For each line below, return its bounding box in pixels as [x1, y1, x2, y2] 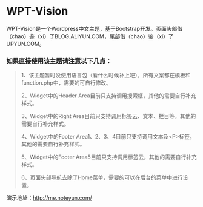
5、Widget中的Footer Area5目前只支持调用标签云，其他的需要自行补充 [21, 153, 197, 161]
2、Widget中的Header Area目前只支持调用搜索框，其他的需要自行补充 [21, 92, 196, 99]
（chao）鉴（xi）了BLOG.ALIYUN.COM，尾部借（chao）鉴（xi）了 [6, 32, 174, 40]
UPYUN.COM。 [6, 40, 45, 47]
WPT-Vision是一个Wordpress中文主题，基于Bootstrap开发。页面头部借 [6, 25, 183, 32]
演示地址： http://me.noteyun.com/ [6, 194, 92, 202]
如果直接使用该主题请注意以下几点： [6, 56, 112, 65]
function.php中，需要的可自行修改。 [21, 79, 112, 87]
